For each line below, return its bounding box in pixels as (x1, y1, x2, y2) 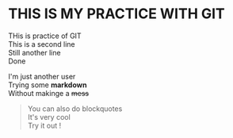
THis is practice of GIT (8, 31, 82, 40)
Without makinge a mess (8, 88, 90, 98)
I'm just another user (8, 71, 76, 81)
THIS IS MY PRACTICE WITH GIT (8, 5, 226, 23)
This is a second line (8, 39, 75, 48)
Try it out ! (27, 121, 62, 130)
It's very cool (27, 112, 71, 121)
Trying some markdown (8, 80, 87, 90)
